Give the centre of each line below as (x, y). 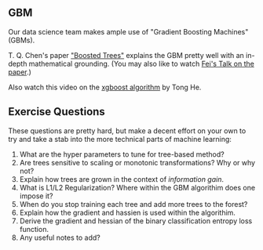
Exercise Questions (57, 112)
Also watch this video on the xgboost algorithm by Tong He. (105, 87)
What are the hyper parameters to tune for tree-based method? (122, 154)
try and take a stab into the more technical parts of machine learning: (120, 139)
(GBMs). (22, 40)
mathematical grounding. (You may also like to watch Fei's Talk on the (142, 63)
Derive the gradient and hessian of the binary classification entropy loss (136, 221)
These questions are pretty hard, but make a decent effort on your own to (127, 130)
